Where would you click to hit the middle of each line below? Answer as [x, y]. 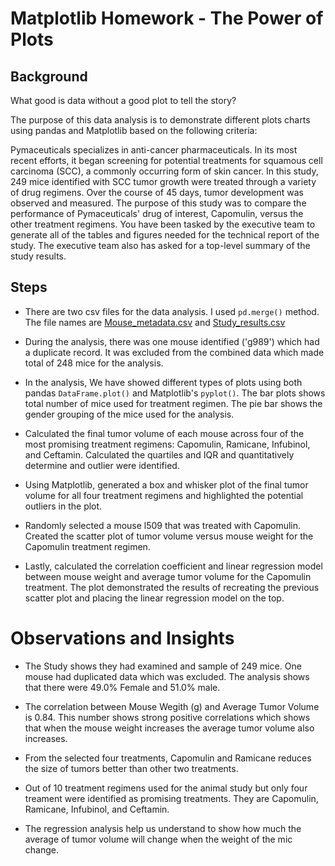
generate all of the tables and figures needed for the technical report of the [165, 235]
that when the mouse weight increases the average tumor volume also [169, 728]
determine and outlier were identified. [102, 465]
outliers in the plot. [63, 506]
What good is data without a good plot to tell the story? [123, 100]
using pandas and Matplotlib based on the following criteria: [134, 130]
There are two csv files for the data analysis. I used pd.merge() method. [172, 311]
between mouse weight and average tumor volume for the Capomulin [168, 576]
